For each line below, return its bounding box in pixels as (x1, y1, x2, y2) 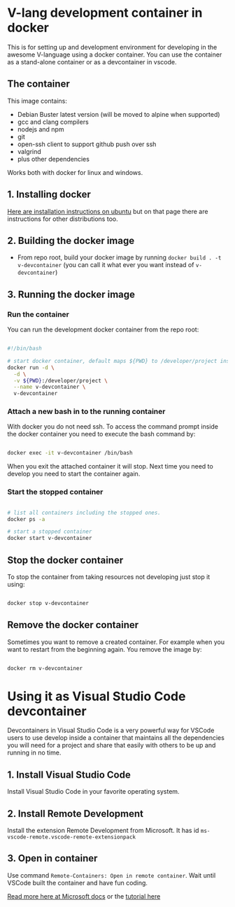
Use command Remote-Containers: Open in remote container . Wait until (7, 871, 216, 879)
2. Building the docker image (7, 234, 135, 246)
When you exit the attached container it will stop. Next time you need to (7, 462, 213, 471)
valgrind (17, 147, 42, 155)
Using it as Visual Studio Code (7, 688, 186, 704)
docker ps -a (7, 515, 45, 522)
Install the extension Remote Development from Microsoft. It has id (7, 827, 199, 835)
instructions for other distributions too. (7, 215, 118, 223)
